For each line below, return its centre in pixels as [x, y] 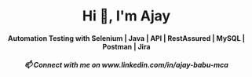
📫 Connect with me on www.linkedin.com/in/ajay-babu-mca [126, 65]
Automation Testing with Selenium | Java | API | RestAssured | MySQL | [126, 38]
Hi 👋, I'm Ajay [126, 16]
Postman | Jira [126, 46]
